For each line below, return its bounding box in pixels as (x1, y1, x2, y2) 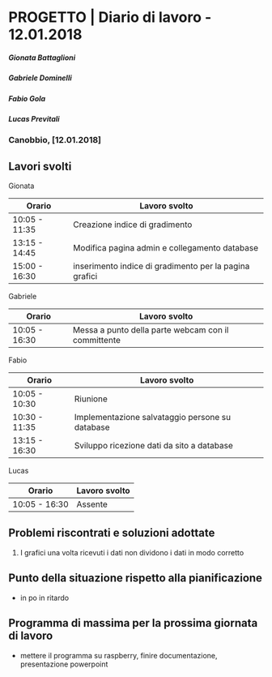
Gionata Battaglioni (8, 53, 76, 62)
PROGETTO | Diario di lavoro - (8, 8, 212, 27)
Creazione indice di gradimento (72, 219, 193, 230)
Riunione (74, 393, 108, 405)
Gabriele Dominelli (8, 73, 72, 83)
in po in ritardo (19, 593, 70, 602)
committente (72, 335, 121, 346)
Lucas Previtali (8, 114, 60, 123)
